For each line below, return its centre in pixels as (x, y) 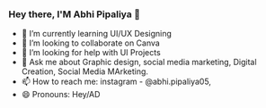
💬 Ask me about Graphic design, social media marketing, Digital (139, 62)
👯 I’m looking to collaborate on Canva (91, 43)
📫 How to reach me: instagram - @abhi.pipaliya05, (116, 82)
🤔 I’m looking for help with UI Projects (91, 53)
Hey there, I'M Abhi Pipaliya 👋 (75, 14)
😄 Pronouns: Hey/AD (61, 95)
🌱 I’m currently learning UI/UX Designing (97, 34)
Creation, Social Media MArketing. (85, 71)
